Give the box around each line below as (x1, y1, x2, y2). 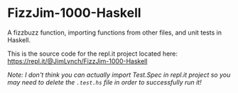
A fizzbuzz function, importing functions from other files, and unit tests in (7, 28, 222, 37)
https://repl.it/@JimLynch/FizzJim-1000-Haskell (7, 56, 148, 65)
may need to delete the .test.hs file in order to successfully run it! (7, 77, 202, 86)
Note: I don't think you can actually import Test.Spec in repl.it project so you (7, 70, 231, 79)
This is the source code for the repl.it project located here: (7, 49, 178, 58)
